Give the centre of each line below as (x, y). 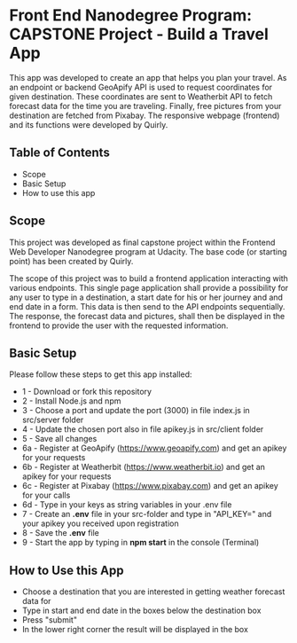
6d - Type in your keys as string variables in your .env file (127, 505)
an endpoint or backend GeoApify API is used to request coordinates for (141, 87)
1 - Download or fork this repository (87, 392)
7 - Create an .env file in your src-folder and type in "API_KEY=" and (147, 514)
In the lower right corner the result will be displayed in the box (135, 630)
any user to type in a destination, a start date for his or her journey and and (146, 297)
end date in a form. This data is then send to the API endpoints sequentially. (147, 306)
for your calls (46, 495)
